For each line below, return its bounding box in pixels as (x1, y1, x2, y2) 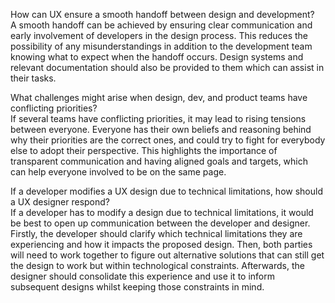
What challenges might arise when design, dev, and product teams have (10, 92, 308, 103)
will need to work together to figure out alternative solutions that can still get (10, 249, 325, 261)
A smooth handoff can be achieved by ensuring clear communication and (10, 19, 313, 31)
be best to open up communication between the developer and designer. (10, 217, 311, 229)
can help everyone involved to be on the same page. (10, 166, 227, 178)
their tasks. (10, 72, 57, 84)
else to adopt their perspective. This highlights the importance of (10, 145, 278, 156)
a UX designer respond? (10, 196, 111, 208)
